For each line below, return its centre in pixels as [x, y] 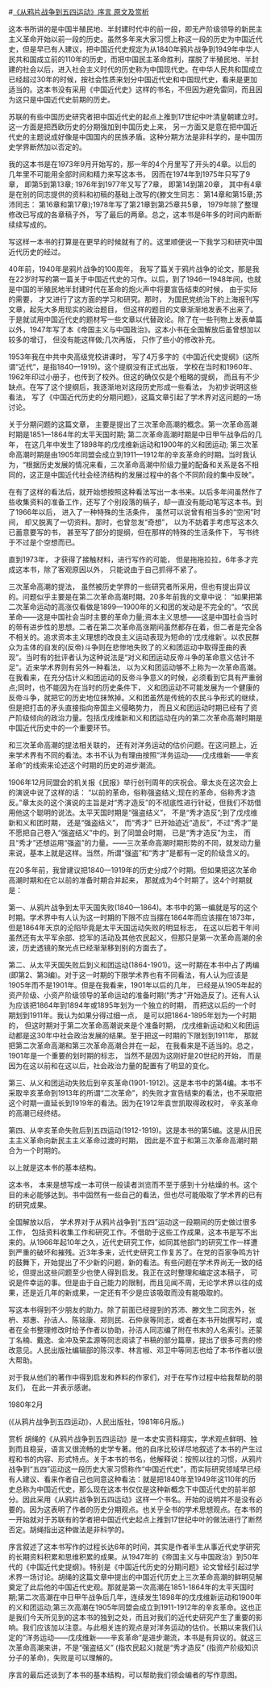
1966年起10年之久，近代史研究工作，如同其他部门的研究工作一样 [144, 1242]
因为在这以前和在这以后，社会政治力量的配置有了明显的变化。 [111, 1066]
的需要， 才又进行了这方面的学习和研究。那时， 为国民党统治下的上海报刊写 [134, 299]
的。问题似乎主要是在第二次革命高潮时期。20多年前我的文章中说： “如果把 [132, 597]
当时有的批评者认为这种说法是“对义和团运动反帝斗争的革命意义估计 [137, 657]
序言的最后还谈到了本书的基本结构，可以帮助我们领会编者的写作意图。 [125, 1675]
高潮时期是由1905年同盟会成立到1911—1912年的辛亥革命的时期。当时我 [132, 455]
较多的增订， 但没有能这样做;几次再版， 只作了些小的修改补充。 [114, 340]
